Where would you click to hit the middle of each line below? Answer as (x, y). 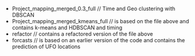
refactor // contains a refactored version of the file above (82, 34)
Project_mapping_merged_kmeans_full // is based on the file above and (101, 21)
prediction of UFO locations (46, 46)
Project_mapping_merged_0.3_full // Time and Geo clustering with (94, 9)
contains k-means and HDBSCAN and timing (67, 27)
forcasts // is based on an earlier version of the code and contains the (98, 40)
